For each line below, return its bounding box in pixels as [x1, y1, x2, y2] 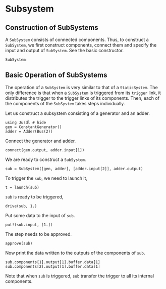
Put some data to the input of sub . [5, 212, 75, 218]
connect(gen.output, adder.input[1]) [5, 147, 85, 152]
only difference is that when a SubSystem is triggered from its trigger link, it [5, 90, 161, 96]
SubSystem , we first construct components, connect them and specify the [5, 42, 157, 48]
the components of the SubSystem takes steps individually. [5, 100, 125, 106]
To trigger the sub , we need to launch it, [5, 175, 87, 181]
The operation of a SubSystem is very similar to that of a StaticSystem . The [5, 84, 158, 90]
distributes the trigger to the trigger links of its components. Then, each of [5, 95, 160, 101]
